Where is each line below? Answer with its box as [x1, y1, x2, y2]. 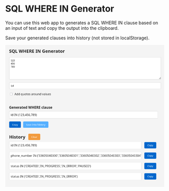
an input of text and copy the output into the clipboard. [5, 25, 119, 31]
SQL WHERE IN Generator [5, 3, 115, 15]
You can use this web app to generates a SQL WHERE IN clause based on [5, 20, 158, 26]
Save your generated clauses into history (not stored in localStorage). [5, 35, 150, 41]
